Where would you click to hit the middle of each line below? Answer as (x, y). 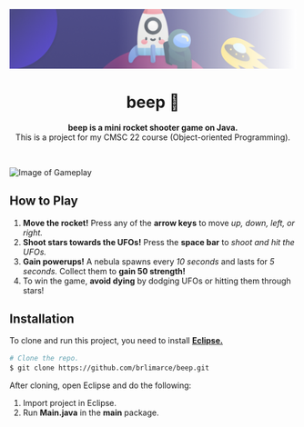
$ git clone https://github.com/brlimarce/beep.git (109, 368)
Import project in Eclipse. (69, 403)
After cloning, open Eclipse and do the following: (101, 385)
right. (33, 233)
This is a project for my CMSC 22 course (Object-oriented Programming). (153, 137)
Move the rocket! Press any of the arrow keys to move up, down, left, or (159, 223)
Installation (42, 318)
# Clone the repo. (44, 359)
